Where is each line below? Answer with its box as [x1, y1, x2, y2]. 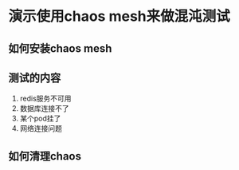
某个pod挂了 [19, 113, 61, 124]
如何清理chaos [8, 149, 82, 163]
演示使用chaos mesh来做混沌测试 [8, 7, 230, 26]
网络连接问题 [19, 124, 62, 133]
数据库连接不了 [19, 104, 69, 113]
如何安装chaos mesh [8, 42, 112, 55]
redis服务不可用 [19, 93, 72, 104]
